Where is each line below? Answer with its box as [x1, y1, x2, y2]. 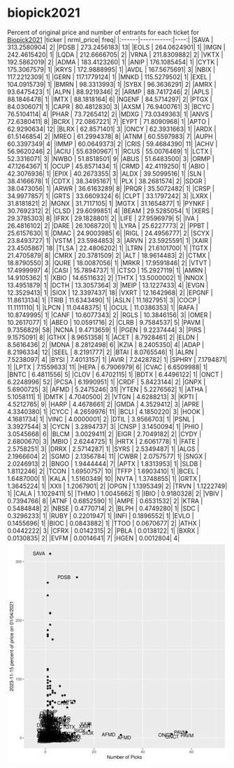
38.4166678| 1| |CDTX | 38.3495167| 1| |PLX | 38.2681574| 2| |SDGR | [7, 176, 207, 185]
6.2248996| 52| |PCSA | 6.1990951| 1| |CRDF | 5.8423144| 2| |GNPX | [7, 377, 206, 386]
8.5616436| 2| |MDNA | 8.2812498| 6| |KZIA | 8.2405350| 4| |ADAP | [7, 340, 205, 349]
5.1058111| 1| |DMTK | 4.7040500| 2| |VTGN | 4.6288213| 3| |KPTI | [7, 392, 198, 400]
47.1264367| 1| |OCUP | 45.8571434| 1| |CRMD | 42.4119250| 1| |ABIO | [7, 162, 210, 170]
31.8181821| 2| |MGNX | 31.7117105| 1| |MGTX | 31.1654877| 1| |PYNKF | [7, 199, 210, 207]
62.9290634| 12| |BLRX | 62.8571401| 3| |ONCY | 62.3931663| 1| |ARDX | [7, 125, 217, 133]
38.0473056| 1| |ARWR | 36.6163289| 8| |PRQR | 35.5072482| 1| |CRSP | [7, 184, 215, 193]
